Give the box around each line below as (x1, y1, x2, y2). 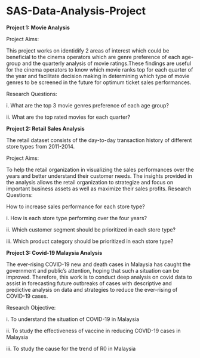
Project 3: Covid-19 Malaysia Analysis (6, 249, 103, 256)
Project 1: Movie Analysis (6, 24, 70, 31)
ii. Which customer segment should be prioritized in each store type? (6, 226, 176, 233)
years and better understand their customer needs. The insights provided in (6, 172, 193, 180)
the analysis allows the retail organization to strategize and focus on (6, 178, 174, 186)
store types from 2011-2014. (6, 143, 75, 150)
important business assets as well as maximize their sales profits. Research (6, 185, 192, 192)
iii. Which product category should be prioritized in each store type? (6, 237, 174, 245)
